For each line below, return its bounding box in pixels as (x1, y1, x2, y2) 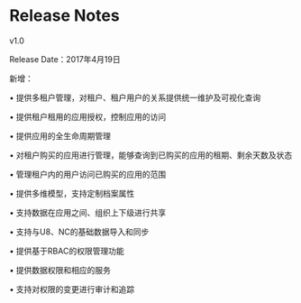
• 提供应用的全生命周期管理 (9, 130, 111, 141)
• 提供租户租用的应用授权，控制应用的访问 (9, 111, 167, 122)
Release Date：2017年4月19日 (9, 53, 121, 64)
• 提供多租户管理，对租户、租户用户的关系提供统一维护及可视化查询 (9, 92, 261, 103)
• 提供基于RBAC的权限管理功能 (9, 245, 124, 256)
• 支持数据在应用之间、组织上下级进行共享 (9, 207, 167, 217)
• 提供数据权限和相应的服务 (9, 264, 111, 275)
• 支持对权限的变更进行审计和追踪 (9, 283, 135, 294)
